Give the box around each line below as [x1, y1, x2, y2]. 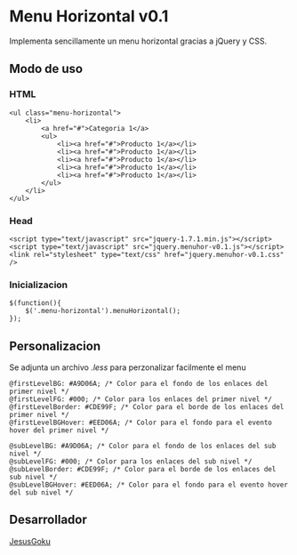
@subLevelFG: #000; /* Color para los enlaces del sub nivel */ [9, 457, 253, 466]
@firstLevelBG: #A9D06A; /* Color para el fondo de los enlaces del [9, 380, 269, 389]
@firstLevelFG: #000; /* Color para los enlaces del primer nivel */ [9, 395, 273, 404]
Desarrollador [9, 512, 87, 527]
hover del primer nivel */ [9, 426, 109, 435]
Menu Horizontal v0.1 [9, 6, 169, 27]
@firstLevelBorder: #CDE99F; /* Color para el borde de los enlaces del [9, 403, 285, 412]
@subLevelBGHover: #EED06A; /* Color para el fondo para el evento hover [9, 480, 289, 490]
